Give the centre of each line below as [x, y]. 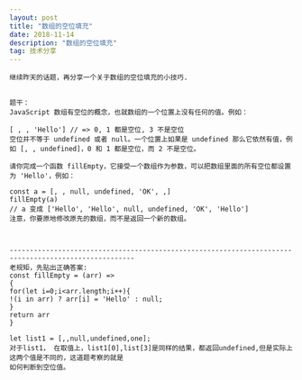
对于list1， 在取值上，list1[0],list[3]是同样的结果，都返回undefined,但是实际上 [151, 348]
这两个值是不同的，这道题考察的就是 [67, 358]
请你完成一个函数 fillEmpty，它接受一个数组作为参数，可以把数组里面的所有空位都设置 [150, 167]
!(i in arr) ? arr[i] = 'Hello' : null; [87, 299]
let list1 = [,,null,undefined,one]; [80, 339]
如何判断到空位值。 [40, 367]
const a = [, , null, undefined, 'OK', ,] [90, 192]
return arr [30, 315]
